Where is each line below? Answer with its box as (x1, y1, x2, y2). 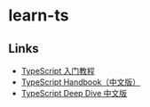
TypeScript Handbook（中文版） (20, 77, 141, 87)
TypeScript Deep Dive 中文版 (20, 88, 128, 98)
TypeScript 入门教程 (20, 66, 95, 76)
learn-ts (8, 5, 69, 26)
